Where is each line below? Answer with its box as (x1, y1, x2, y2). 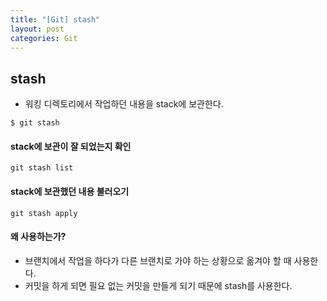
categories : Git (10, 33, 78, 43)
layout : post (10, 24, 65, 34)
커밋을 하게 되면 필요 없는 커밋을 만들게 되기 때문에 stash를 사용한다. (24, 279, 293, 291)
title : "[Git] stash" (10, 14, 101, 25)
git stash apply (10, 208, 78, 218)
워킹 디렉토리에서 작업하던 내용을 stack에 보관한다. (24, 98, 224, 110)
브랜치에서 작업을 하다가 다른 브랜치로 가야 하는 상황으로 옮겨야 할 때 (24, 254, 292, 266)
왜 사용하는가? (10, 231, 67, 243)
